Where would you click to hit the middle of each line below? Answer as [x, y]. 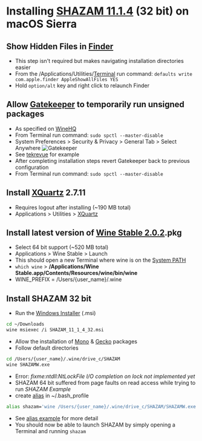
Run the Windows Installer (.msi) [55, 313]
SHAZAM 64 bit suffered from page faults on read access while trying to [105, 382]
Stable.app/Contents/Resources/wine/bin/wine [76, 273]
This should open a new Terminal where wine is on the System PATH [100, 260]
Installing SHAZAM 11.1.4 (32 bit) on [98, 11]
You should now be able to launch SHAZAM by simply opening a [95, 425]
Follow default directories [47, 348]
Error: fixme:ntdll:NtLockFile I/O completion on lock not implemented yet [105, 376]
